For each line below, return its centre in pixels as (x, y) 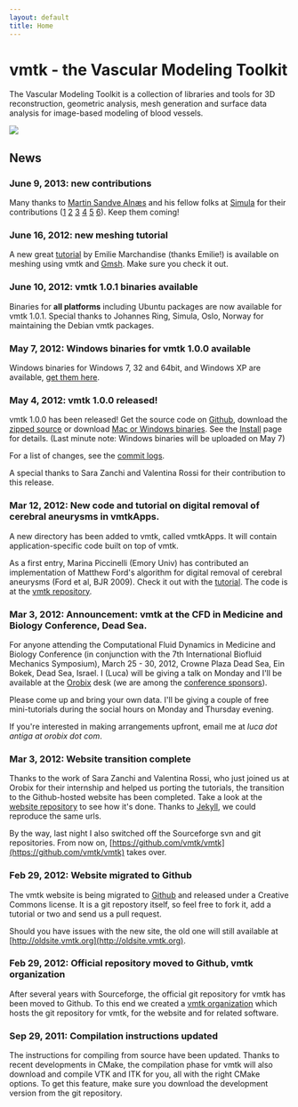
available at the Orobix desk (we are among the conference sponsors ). (138, 683)
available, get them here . (55, 377)
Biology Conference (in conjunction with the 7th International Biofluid (136, 654)
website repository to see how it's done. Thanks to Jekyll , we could (133, 807)
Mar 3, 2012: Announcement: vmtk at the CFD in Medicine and (146, 614)
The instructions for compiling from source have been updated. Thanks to (145, 1055)
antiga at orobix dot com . (56, 736)
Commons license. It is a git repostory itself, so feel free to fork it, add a (140, 904)
